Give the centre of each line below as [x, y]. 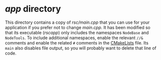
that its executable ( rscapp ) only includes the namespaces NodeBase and [77, 32]
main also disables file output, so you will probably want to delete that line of [81, 48]
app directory [33, 9]
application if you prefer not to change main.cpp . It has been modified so [78, 27]
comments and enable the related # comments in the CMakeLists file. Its [77, 43]
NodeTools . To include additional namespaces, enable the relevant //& [74, 38]
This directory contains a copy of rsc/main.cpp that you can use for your [77, 22]
